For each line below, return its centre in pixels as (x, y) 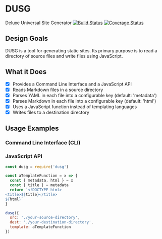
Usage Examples (32, 129)
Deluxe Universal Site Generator (39, 23)
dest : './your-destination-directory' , (52, 222)
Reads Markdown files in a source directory (58, 90)
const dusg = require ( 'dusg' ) (37, 167)
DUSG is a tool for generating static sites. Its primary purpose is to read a (81, 50)
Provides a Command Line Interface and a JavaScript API (72, 84)
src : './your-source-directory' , (45, 218)
